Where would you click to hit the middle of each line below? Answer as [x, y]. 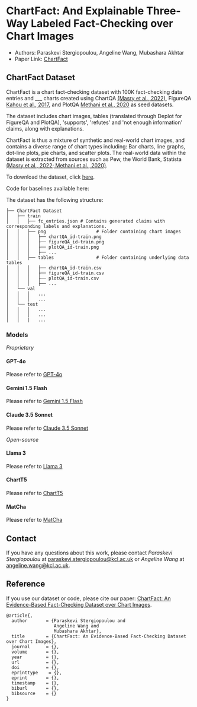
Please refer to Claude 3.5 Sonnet [47, 428]
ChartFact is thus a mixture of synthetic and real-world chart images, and [96, 140]
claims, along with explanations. [45, 128]
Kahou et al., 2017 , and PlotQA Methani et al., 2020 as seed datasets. [90, 104]
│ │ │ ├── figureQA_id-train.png [55, 242]
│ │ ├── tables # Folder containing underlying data [98, 257]
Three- [164, 11]
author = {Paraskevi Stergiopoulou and [69, 621]
